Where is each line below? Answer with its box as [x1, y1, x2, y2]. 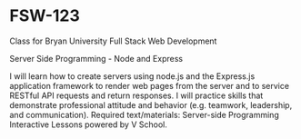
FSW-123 [9, 5, 80, 26]
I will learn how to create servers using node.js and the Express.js [9, 70, 256, 82]
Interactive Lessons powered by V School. [9, 119, 168, 130]
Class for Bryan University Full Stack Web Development [9, 35, 217, 46]
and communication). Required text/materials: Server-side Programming [9, 109, 279, 120]
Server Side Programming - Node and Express [9, 53, 184, 64]
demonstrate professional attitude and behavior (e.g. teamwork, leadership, [9, 99, 293, 110]
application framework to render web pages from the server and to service [9, 80, 289, 91]
